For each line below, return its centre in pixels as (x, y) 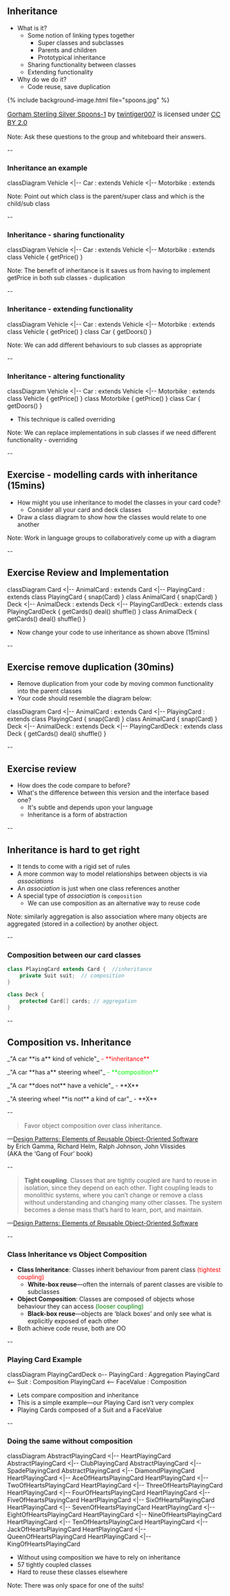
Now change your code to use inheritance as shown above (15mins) (113, 632)
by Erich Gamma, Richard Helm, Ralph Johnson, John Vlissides (96, 1146)
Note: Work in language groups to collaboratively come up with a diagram (112, 538)
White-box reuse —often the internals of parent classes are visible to (125, 1284)
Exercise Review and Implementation (88, 573)
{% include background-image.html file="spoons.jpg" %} (88, 100)
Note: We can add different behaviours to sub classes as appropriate (105, 345)
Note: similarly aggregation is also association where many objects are (107, 916)
